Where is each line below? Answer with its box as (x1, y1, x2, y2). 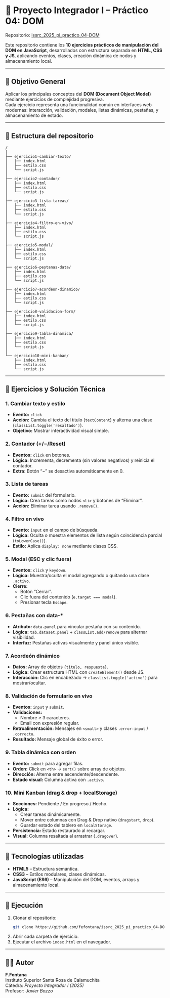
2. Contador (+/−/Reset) (5, 440, 66, 447)
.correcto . (12, 731, 35, 737)
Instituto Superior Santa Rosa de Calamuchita (5, 977, 100, 983)
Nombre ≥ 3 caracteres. (20, 715, 70, 721)
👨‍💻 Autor (5, 958, 34, 967)
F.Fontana (5, 972, 27, 978)
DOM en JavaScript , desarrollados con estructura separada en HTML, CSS (5, 47, 163, 53)
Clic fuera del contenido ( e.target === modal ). (20, 594, 117, 600)
